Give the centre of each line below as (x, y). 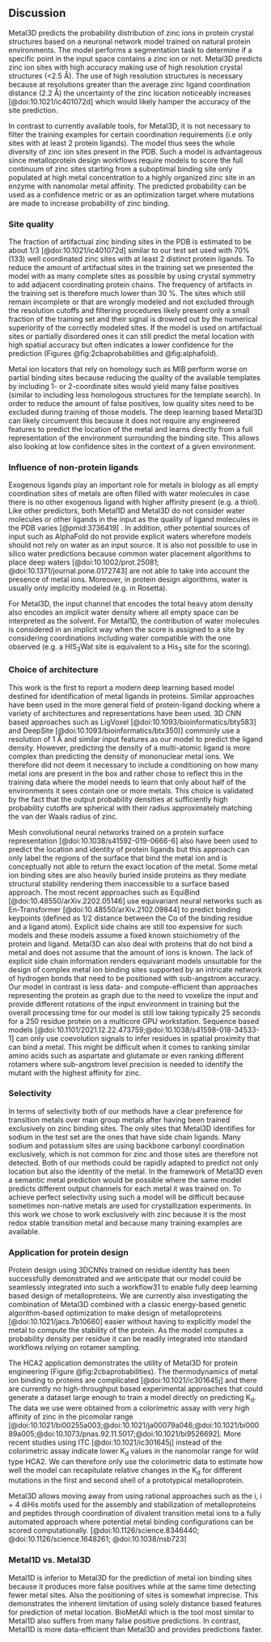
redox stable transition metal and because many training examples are (125, 1223)
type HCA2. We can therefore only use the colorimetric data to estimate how (135, 1461)
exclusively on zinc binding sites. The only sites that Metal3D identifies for (132, 1128)
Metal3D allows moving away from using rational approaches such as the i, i (135, 1496)
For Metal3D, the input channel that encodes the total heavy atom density (131, 604)
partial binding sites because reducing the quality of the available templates (134, 378)
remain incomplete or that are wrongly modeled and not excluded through (131, 302)
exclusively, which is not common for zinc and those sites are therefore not (133, 1154)
